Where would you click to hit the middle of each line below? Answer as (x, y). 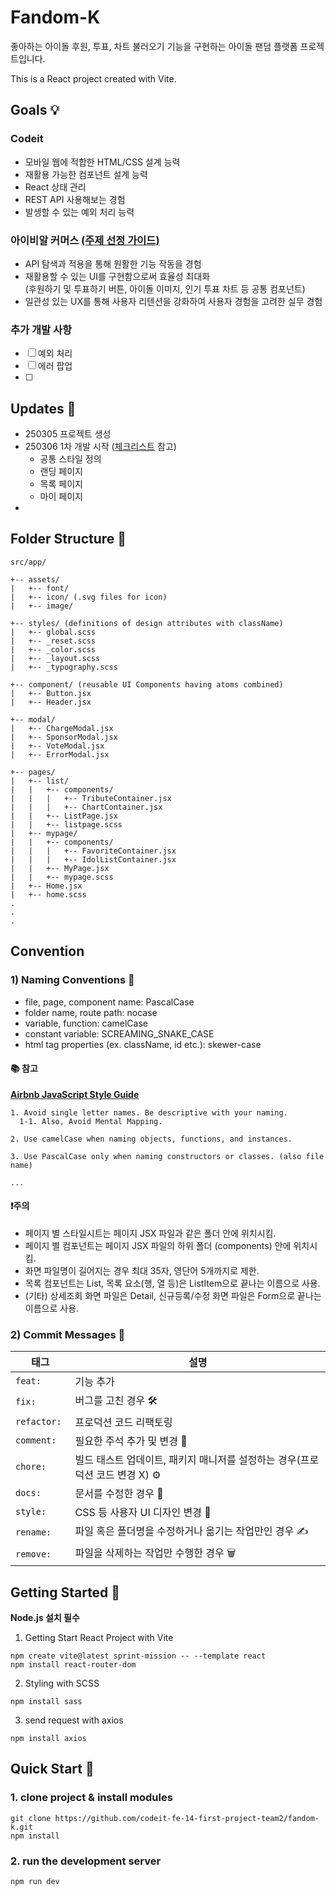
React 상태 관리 (55, 187)
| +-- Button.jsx (51, 693)
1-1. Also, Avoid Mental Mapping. (91, 1121)
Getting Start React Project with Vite (99, 1638)
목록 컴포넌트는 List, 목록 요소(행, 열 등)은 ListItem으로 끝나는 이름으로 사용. (172, 1283)
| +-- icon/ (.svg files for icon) (89, 597)
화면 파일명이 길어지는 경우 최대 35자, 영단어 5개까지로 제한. (142, 1270)
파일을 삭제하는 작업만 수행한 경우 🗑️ (155, 1553)
